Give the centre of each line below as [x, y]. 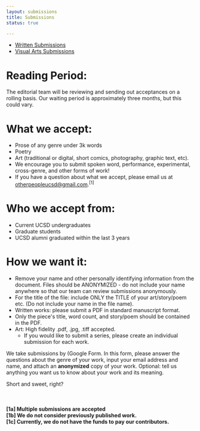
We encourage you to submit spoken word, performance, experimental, [103, 164]
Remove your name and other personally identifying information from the [104, 278]
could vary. [20, 104]
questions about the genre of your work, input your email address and [92, 359]
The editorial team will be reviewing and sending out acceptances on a [93, 92]
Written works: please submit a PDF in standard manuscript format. [97, 310]
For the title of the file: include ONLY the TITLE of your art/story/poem [101, 297]
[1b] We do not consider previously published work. [72, 415]
